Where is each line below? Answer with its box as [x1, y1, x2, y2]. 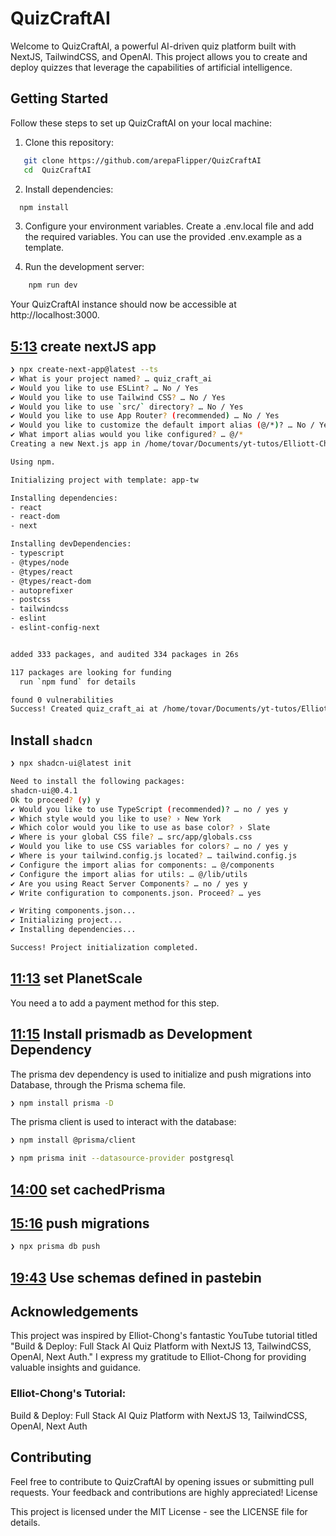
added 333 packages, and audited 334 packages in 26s [10, 649, 240, 659]
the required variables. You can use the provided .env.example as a [24, 231, 303, 243]
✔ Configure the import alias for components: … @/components [10, 860, 275, 870]
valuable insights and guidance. [10, 1362, 142, 1374]
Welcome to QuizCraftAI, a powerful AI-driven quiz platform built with [10, 40, 297, 52]
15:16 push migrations [10, 1215, 150, 1232]
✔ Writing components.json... [10, 906, 137, 916]
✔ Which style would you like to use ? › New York [10, 813, 222, 824]
